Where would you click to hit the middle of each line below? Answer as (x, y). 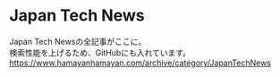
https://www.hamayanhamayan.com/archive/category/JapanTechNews (140, 63)
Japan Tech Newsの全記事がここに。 (78, 41)
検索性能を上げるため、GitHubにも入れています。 (100, 52)
